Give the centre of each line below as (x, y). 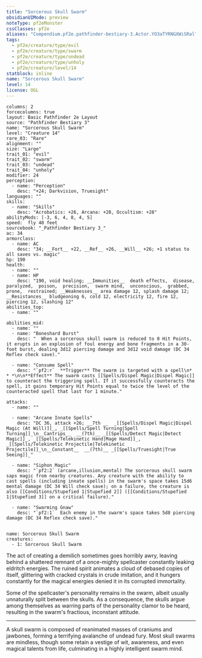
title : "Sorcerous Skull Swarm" (47, 12)
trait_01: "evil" (28, 154)
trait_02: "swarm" (29, 159)
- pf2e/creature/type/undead (48, 57)
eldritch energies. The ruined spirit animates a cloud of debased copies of (98, 568)
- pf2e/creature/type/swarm (47, 51)
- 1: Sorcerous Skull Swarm (47, 544)
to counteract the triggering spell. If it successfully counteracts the (101, 381)
